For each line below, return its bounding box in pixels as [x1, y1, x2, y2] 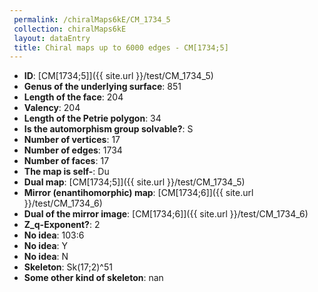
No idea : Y [23, 240, 69, 252]
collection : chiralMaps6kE [13, 24, 127, 34]
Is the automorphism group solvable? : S [23, 123, 194, 135]
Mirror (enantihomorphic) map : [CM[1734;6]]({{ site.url [23, 187, 254, 199]
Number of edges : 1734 [23, 144, 123, 156]
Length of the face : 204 [23, 91, 124, 103]
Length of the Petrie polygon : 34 [23, 112, 162, 125]
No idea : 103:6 [23, 229, 85, 241]
